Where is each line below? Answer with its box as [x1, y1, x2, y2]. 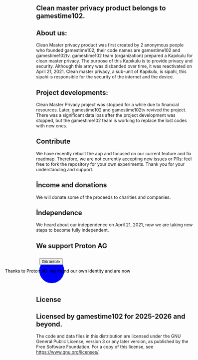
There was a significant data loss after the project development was [36, 112, 176, 118]
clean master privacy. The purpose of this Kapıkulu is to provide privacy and [36, 58, 193, 64]
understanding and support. [36, 166, 94, 172]
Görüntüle [41, 259, 60, 264]
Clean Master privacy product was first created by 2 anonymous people [36, 42, 184, 48]
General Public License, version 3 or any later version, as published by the [36, 339, 189, 345]
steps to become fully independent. [36, 227, 109, 233]
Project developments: [36, 88, 108, 97]
